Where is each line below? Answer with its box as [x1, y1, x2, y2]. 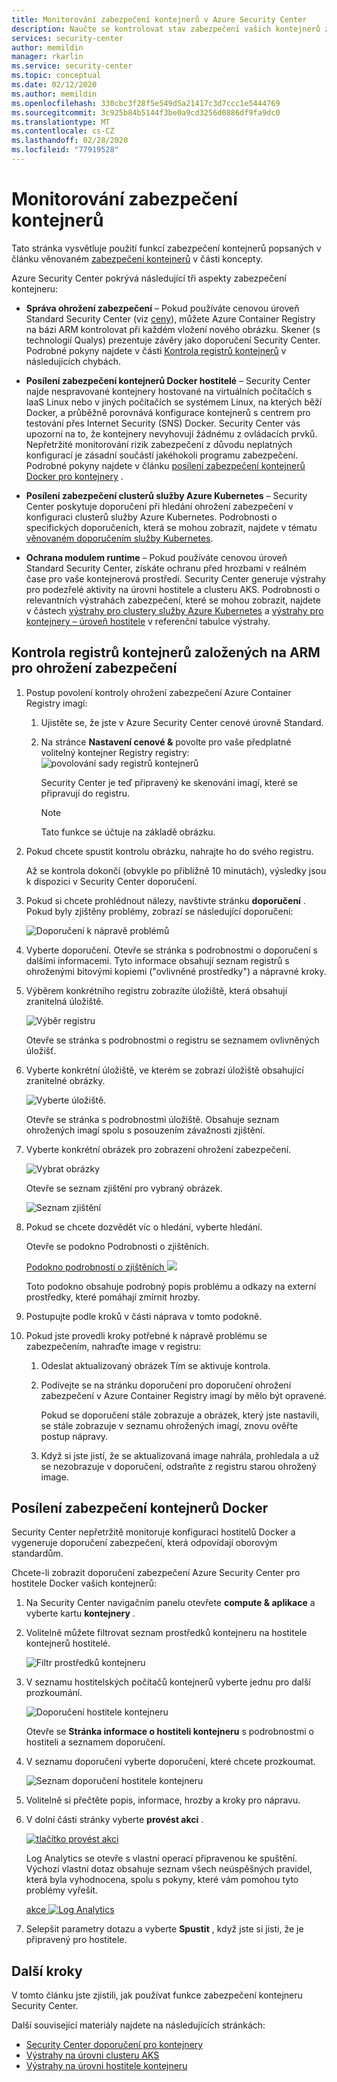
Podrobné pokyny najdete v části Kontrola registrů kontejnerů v [25, 344, 287, 356]
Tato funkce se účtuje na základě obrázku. [40, 826, 216, 838]
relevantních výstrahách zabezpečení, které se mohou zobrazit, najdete [25, 594, 321, 606]
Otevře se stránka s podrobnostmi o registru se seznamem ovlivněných [25, 1034, 320, 1046]
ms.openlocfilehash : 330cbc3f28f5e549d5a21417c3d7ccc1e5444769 [11, 98, 281, 108]
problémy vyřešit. [25, 1884, 99, 1896]
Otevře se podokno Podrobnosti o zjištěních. [25, 1240, 210, 1252]
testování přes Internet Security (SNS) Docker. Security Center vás [25, 417, 301, 429]
